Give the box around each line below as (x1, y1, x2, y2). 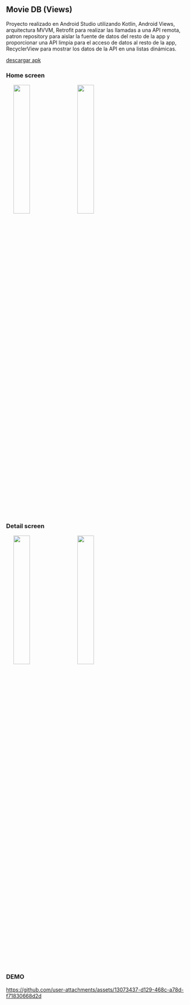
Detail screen (6, 522, 45, 530)
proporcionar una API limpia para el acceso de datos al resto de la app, (6, 39, 177, 46)
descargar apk (6, 56, 41, 63)
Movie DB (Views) (6, 5, 72, 15)
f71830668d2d (6, 992, 42, 999)
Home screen (6, 71, 45, 79)
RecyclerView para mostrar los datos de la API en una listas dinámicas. (6, 45, 177, 52)
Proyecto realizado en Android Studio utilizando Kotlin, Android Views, (6, 20, 175, 27)
